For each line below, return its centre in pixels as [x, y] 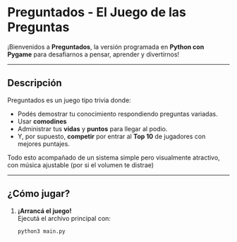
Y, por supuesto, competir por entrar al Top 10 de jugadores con [111, 136]
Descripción [35, 83]
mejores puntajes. [44, 144]
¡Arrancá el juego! [44, 211]
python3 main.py [41, 231]
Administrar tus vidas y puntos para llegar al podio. [92, 128]
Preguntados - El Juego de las [97, 12]
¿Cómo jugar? [39, 194]
